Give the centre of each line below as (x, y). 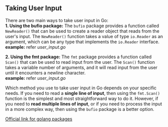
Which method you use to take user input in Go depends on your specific (81, 88)
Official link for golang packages (39, 119)
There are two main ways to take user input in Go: (57, 20)
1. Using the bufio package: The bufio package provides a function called (82, 26)
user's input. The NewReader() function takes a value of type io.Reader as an (84, 36)
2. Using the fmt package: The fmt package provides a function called (78, 57)
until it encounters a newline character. (46, 73)
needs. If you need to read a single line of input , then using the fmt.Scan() (82, 93)
